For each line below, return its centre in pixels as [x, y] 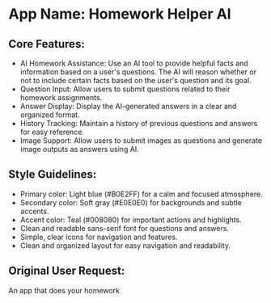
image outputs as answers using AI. [79, 149]
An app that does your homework [64, 290]
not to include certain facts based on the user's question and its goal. [136, 80]
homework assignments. [61, 97]
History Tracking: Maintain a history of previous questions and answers [139, 123]
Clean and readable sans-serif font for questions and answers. [124, 228]
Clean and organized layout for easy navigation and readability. [125, 245]
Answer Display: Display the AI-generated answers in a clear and [128, 106]
